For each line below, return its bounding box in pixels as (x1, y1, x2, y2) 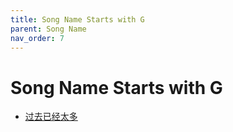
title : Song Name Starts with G (10, 14, 145, 25)
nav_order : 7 (10, 33, 65, 43)
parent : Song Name (10, 24, 87, 34)
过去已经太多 (24, 111, 78, 123)
